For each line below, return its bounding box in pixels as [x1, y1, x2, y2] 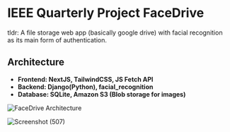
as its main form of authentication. [7, 35, 108, 44]
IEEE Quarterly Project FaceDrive [7, 5, 205, 21]
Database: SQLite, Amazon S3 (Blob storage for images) [17, 90, 186, 98]
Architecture [7, 56, 65, 68]
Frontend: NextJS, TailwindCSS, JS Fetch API [17, 75, 154, 83]
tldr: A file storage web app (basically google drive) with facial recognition [7, 28, 223, 37]
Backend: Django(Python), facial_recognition [17, 83, 154, 91]
